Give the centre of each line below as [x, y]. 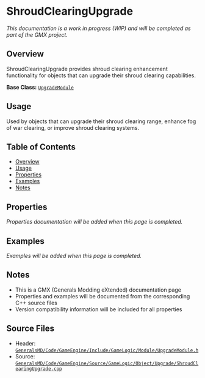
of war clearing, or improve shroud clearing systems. [73, 127]
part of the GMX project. [37, 34]
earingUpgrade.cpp [38, 369]
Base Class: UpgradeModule [40, 87]
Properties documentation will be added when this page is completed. [95, 222]
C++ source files [36, 303]
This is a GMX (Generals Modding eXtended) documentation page [98, 290]
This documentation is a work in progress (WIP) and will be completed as [99, 28]
